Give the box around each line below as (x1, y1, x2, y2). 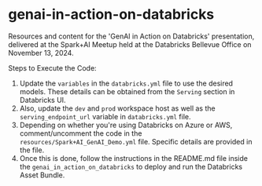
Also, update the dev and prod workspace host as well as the (19, 104, 216, 113)
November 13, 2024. (8, 48, 74, 57)
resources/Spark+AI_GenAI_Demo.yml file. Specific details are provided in (19, 137, 253, 146)
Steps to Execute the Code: (8, 63, 97, 72)
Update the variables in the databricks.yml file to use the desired (19, 78, 234, 88)
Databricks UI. (19, 95, 66, 104)
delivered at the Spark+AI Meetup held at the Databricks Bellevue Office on (8, 39, 252, 49)
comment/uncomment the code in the (19, 128, 142, 138)
